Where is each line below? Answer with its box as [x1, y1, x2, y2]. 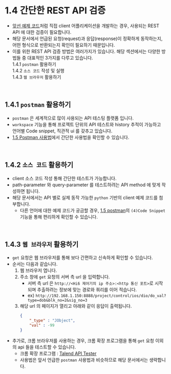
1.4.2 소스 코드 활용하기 [5, 161, 74, 169]
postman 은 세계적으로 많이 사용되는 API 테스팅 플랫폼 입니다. [12, 115, 134, 121]
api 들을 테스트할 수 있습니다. [17, 344, 76, 350]
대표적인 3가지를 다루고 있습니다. [27, 54, 93, 61]
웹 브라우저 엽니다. [19, 267, 57, 273]
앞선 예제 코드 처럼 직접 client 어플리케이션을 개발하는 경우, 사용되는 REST [12, 23, 160, 29]
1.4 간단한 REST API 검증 [5, 5, 106, 16]
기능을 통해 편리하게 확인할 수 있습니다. [19, 213, 98, 220]
